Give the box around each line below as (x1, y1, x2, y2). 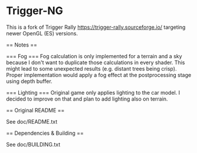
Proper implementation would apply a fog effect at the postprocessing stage (6, 71, 192, 78)
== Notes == (6, 41, 37, 48)
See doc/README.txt (6, 118, 58, 125)
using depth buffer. (6, 78, 52, 85)
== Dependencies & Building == (6, 129, 84, 137)
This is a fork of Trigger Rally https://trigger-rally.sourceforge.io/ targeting (6, 24, 186, 31)
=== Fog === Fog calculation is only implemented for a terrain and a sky (6, 52, 182, 59)
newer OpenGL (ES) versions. (6, 29, 78, 36)
